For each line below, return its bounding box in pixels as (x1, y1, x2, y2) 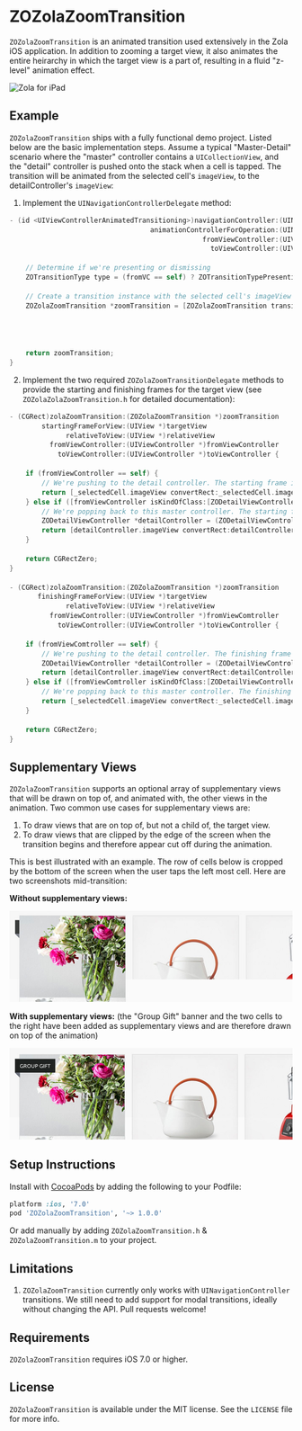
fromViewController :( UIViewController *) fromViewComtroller (49, 612, 280, 621)
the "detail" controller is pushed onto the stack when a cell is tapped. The (9, 160, 281, 172)
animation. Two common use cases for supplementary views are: (9, 802, 251, 813)
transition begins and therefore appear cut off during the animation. (22, 839, 272, 850)
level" (9, 65, 31, 76)
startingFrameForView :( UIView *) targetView (41, 421, 207, 431)
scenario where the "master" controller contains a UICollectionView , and (9, 151, 280, 162)
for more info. (9, 1413, 60, 1424)
